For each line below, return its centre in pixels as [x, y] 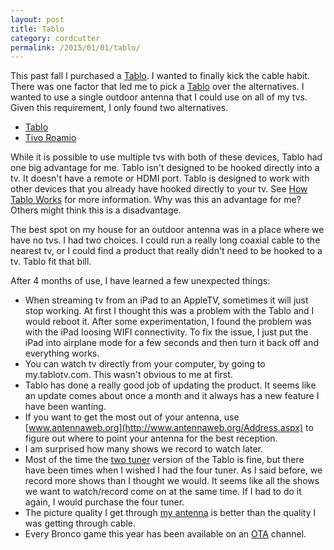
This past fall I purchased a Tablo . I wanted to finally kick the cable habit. [160, 76]
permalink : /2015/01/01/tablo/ [75, 47]
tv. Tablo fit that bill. [51, 262]
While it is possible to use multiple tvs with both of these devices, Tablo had [166, 157]
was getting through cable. [80, 523]
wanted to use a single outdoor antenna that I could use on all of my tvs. [159, 97]
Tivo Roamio [50, 138]
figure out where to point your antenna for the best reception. [151, 438]
